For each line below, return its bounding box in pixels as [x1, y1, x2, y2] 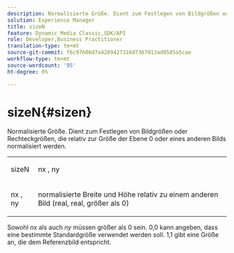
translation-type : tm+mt [7, 42, 79, 49]
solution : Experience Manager [7, 17, 95, 24]
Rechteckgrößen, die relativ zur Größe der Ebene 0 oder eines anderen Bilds [7, 135, 226, 143]
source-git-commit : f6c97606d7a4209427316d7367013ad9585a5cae [7, 49, 192, 56]
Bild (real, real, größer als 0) [38, 199, 130, 209]
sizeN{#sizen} [7, 104, 93, 120]
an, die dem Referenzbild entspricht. [7, 238, 111, 247]
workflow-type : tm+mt [7, 56, 70, 63]
